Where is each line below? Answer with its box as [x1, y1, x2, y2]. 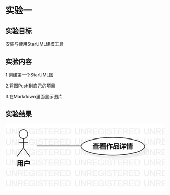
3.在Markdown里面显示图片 [5, 93, 63, 99]
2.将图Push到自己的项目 [5, 82, 56, 89]
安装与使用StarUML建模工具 [5, 41, 64, 47]
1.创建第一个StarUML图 [5, 72, 54, 78]
